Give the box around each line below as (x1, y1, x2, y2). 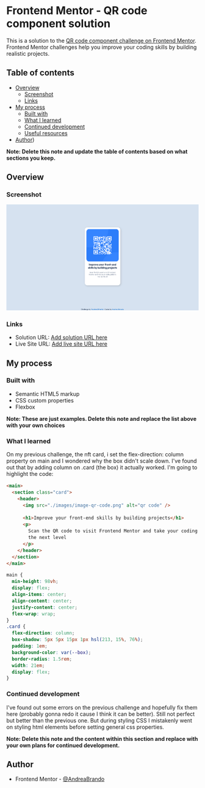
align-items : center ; (12, 592, 67, 598)
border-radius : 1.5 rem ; (12, 656, 72, 662)
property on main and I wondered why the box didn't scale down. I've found (6, 457, 197, 465)
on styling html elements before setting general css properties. (6, 723, 165, 730)
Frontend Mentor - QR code (6, 4, 148, 18)
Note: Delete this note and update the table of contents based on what (6, 147, 188, 155)
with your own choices (6, 422, 65, 429)
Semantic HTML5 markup (15, 390, 80, 398)
